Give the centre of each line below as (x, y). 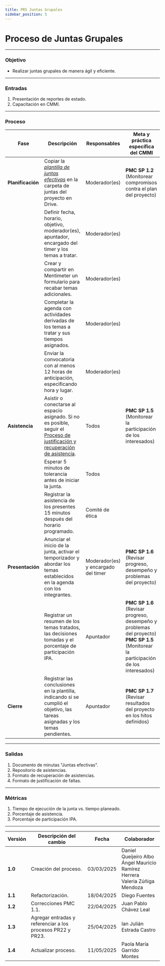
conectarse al (60, 405)
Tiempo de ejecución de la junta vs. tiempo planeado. (67, 808)
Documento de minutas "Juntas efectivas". (55, 765)
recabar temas (61, 288)
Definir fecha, (60, 212)
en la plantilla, (60, 691)
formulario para (62, 282)
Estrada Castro (138, 930)
